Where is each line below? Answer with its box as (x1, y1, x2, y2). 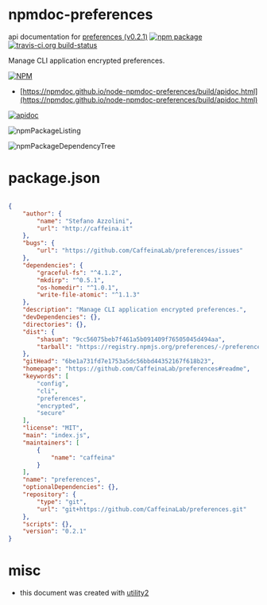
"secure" (37, 409, 66, 417)
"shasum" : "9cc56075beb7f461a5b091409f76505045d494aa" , (37, 335, 226, 343)
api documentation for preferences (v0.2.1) (8, 32, 149, 41)
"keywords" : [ (22, 372, 69, 380)
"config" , (37, 379, 69, 387)
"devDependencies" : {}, (22, 313, 102, 321)
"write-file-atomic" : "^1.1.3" (37, 291, 141, 299)
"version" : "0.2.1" (22, 527, 87, 536)
